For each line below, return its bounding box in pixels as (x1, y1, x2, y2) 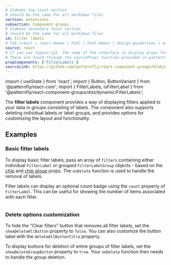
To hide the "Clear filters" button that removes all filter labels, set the (5, 223, 149, 229)
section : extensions (5, 17, 49, 22)
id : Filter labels (5, 36, 44, 41)
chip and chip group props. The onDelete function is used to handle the (5, 168, 155, 174)
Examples (5, 130, 37, 139)
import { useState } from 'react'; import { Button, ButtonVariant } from (5, 78, 150, 85)
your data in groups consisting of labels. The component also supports (5, 104, 154, 111)
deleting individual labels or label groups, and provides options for (5, 110, 144, 116)
